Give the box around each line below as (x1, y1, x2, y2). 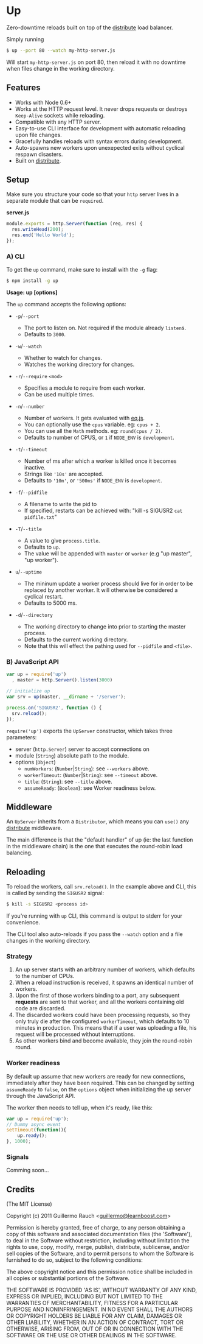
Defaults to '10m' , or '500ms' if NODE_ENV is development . (24, 477, 162, 484)
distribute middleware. (6, 825, 63, 832)
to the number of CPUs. (15, 973, 75, 980)
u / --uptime (15, 568, 43, 575)
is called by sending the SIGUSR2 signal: (6, 890, 105, 897)
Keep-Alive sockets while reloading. (15, 111, 105, 119)
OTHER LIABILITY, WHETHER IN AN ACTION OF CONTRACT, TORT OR (6, 1319, 184, 1326)
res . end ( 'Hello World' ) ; (12, 232, 75, 238)
